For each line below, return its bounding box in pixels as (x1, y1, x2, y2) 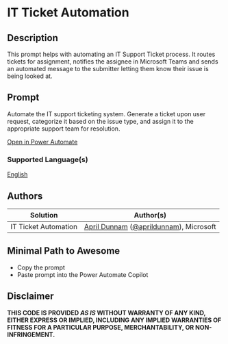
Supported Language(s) (7, 155, 88, 164)
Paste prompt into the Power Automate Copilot (16, 270, 149, 278)
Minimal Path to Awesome (7, 245, 121, 257)
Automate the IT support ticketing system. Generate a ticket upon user (7, 109, 206, 118)
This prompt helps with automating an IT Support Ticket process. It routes (7, 50, 216, 58)
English (7, 170, 28, 178)
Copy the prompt (16, 263, 65, 272)
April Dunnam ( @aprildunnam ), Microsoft (84, 222, 217, 231)
